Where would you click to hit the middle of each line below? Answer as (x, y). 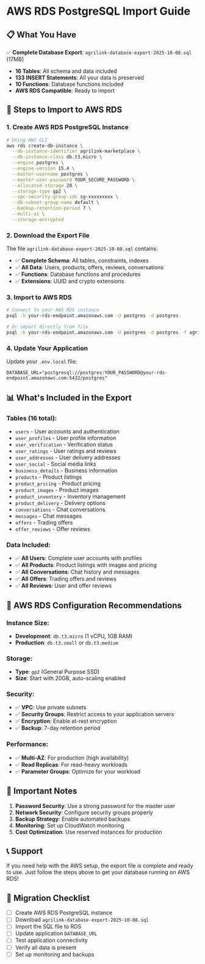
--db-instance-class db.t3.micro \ (57, 157)
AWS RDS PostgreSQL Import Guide (99, 11)
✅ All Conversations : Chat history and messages (77, 572)
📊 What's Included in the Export (69, 398)
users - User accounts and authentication (67, 431)
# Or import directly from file (47, 327)
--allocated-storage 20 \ (45, 185)
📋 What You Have (41, 35)
